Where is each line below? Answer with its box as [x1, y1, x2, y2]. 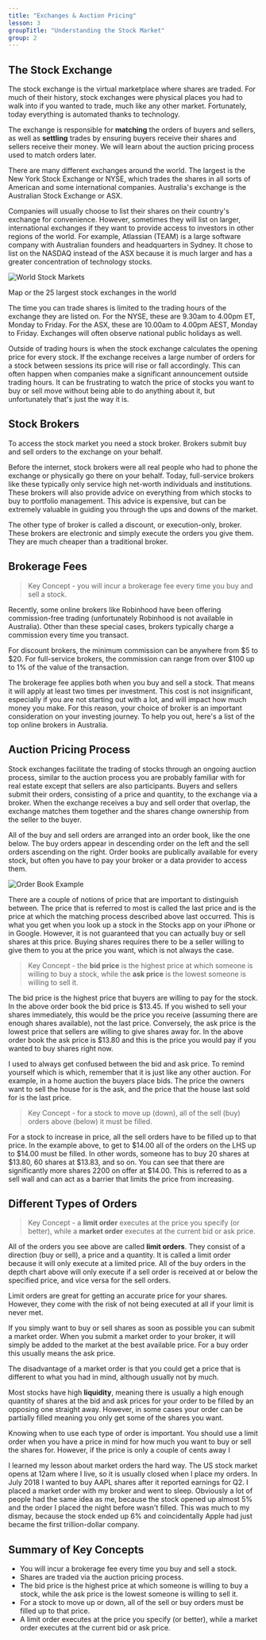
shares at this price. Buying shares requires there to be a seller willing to [8, 936, 245, 946]
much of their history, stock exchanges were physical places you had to [8, 93, 244, 102]
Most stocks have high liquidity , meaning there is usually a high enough [8, 1387, 245, 1398]
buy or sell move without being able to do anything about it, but [8, 386, 216, 396]
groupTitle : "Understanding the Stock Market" [8, 26, 165, 34]
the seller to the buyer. [8, 815, 82, 824]
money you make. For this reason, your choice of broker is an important [8, 703, 242, 712]
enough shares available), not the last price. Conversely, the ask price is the [8, 1018, 256, 1028]
